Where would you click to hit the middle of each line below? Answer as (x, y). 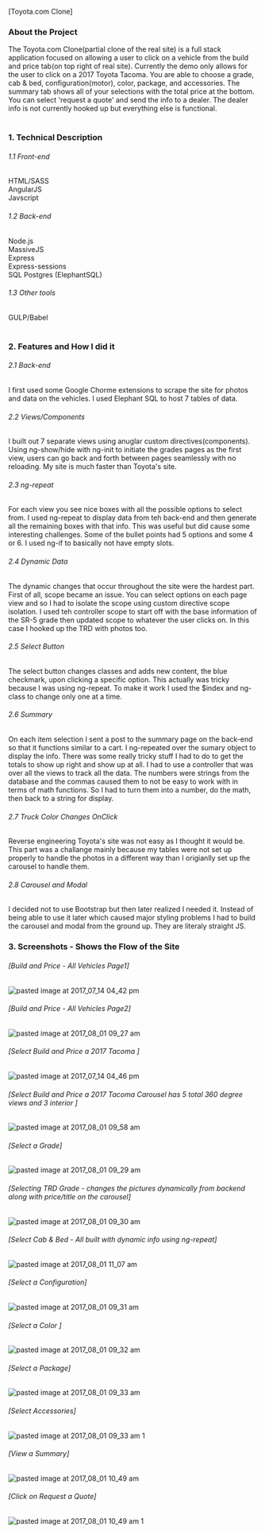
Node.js (21, 241)
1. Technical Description (56, 138)
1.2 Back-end (30, 216)
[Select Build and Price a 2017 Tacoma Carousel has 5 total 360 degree (126, 1094)
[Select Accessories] (42, 1411)
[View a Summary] (39, 1454)
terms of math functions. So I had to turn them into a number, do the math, (130, 789)
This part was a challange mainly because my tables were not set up (120, 850)
